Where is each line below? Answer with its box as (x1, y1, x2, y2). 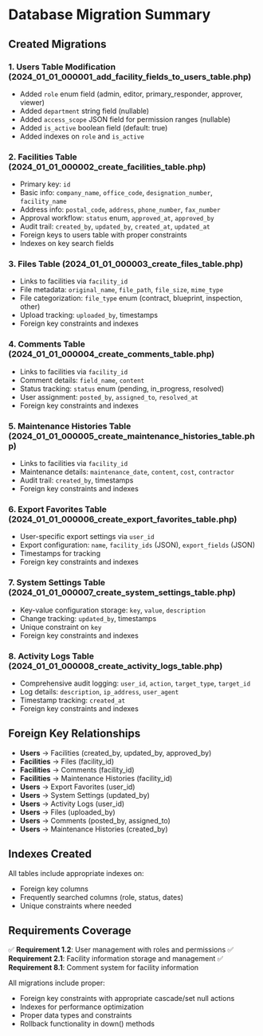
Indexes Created (8, 847, 92, 861)
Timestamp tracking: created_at (19, 695, 126, 705)
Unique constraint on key (19, 622, 102, 631)
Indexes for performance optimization (19, 1002, 144, 1012)
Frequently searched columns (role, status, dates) (19, 892, 184, 901)
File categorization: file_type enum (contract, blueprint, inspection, (19, 293, 243, 303)
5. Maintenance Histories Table (8, 420, 131, 432)
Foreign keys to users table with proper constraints (19, 230, 187, 240)
